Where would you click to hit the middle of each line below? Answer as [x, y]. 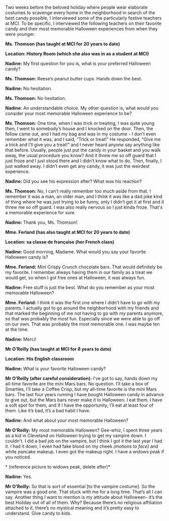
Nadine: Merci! [21, 339]
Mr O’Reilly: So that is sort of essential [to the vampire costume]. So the [80, 486]
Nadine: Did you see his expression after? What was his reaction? [74, 181]
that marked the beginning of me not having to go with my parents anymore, [84, 313]
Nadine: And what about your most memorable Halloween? [67, 420]
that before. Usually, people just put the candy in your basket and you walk [83, 150]
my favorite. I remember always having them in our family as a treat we [79, 272]
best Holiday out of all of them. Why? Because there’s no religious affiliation [84, 503]
